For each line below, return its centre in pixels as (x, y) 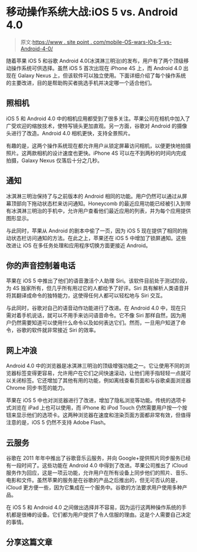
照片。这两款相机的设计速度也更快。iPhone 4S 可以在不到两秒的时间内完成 (96, 153)
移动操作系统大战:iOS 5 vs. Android (92, 12)
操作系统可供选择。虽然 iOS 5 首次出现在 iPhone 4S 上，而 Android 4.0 (96, 68)
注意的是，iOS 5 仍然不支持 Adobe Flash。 (57, 423)
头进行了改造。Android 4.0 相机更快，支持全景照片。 (70, 133)
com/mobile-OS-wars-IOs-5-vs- (133, 42)
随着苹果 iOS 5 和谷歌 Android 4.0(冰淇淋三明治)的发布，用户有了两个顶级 (95, 61)
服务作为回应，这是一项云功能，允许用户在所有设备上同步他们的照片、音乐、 (98, 473)
